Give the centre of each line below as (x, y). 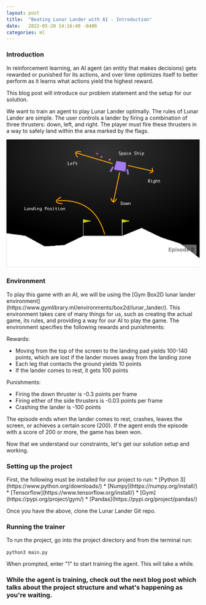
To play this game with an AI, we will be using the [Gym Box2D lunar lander (101, 294)
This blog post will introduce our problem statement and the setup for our (99, 93)
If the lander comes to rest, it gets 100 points (72, 370)
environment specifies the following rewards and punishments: (86, 327)
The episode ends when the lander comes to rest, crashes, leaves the (94, 419)
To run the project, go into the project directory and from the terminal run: (99, 540)
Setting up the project (39, 466)
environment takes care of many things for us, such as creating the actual (99, 314)
